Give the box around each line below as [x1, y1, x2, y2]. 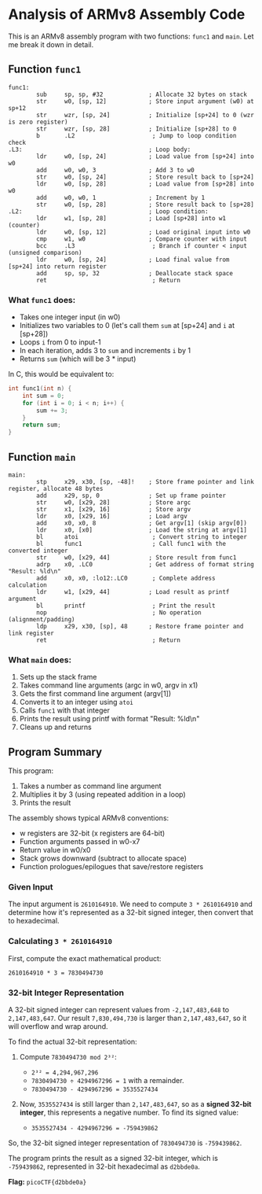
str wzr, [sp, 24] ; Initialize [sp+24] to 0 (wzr [36, 111, 255, 119]
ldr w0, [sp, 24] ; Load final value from [36, 256, 230, 263]
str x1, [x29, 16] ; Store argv [36, 505, 191, 513]
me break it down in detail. [8, 39, 94, 49]
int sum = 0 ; [22, 392, 65, 400]
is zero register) [8, 118, 68, 126]
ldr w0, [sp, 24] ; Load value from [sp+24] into [36, 152, 255, 160]
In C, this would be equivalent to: [8, 370, 115, 379]
